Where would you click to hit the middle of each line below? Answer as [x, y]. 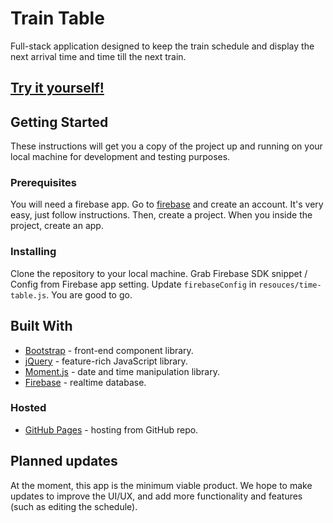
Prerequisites [43, 183]
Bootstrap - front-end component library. [109, 350]
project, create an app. [57, 226]
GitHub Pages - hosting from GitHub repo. [111, 429]
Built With [41, 326]
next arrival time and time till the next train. [98, 56]
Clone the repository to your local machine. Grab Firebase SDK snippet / [159, 273]
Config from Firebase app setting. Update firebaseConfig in [133, 284]
